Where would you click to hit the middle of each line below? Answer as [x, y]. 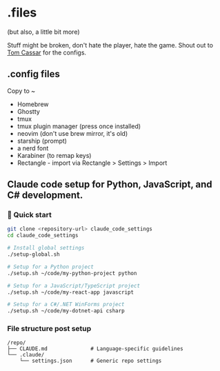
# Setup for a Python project [51, 267]
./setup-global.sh [33, 254]
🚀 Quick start [29, 215]
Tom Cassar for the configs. [47, 52]
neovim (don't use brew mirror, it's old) [72, 133]
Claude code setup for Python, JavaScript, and [110, 184]
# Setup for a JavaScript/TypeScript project [73, 285]
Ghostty [28, 111]
